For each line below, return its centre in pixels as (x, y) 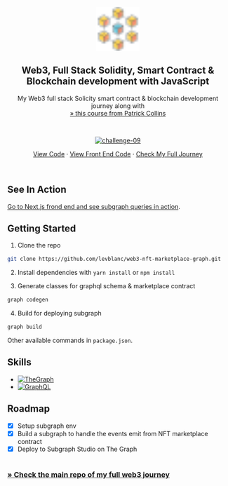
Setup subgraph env (47, 426)
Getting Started (42, 229)
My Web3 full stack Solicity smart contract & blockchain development (118, 98)
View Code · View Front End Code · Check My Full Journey (118, 154)
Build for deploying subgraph (59, 313)
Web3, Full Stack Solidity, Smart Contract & (118, 70)
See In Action (37, 190)
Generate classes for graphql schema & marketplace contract (106, 286)
